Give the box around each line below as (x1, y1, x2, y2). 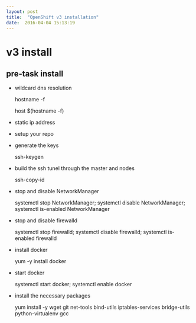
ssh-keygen (14, 153, 44, 161)
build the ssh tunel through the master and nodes (14, 165, 135, 172)
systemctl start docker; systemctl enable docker (14, 281, 132, 288)
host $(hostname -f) (14, 107, 64, 114)
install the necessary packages (14, 292, 90, 299)
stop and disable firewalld (14, 217, 78, 224)
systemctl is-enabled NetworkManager (14, 206, 110, 213)
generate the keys (14, 142, 59, 149)
